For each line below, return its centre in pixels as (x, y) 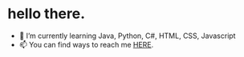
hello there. (47, 14)
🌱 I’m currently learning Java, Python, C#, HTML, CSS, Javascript (127, 36)
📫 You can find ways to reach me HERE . (86, 44)
